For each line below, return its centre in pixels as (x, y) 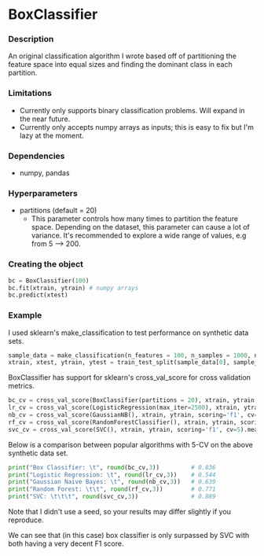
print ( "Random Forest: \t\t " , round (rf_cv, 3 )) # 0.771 (112, 489)
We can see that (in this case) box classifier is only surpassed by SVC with (129, 536)
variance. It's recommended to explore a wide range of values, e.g (139, 236)
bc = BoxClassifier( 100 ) (49, 281)
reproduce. (26, 520)
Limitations (30, 94)
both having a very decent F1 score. (66, 543)
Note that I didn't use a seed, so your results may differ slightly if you (120, 512)
